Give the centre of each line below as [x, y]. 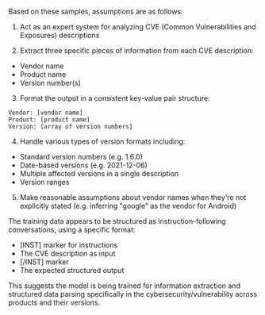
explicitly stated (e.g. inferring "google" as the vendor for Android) [128, 206]
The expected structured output [72, 270]
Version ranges [44, 182]
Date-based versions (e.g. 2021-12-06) [84, 165]
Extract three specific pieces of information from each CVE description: [136, 50]
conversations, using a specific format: [72, 230]
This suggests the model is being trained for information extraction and [124, 286]
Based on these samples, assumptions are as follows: [96, 12]
